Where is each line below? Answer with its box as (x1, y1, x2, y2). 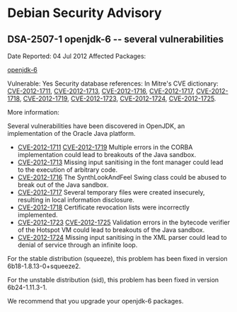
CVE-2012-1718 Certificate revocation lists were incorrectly (17, 203, 190, 212)
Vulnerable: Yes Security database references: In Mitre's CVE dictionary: (7, 79, 219, 88)
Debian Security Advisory (7, 5, 162, 21)
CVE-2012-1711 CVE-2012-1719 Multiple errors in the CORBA (17, 143, 193, 151)
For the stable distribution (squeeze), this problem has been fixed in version (7, 255, 228, 262)
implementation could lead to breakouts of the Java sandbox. (17, 151, 197, 158)
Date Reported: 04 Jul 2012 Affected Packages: (7, 52, 146, 60)
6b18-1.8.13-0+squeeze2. (7, 262, 81, 270)
